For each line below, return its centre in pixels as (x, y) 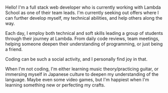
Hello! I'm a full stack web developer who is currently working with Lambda (83, 7)
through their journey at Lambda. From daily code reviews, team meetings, (82, 38)
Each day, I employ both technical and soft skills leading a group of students (84, 33)
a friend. (14, 49)
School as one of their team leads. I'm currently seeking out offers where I (82, 13)
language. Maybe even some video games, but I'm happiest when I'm (77, 80)
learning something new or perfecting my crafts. (55, 85)
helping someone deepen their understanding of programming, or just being (84, 44)
